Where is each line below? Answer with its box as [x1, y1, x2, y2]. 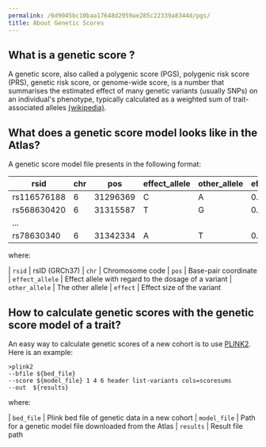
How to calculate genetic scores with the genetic [8, 306, 255, 319]
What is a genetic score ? [8, 48, 135, 62]
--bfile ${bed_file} [8, 369, 77, 377]
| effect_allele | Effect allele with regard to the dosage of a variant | [8, 274, 232, 284]
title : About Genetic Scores [8, 19, 104, 27]
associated [8, 103, 44, 113]
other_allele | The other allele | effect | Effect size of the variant [8, 283, 222, 292]
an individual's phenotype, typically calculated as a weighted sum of [8, 94, 232, 104]
